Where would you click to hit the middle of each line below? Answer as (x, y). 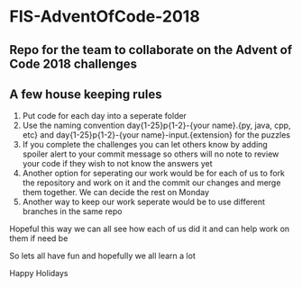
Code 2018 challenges (73, 63)
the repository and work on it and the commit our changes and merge (151, 183)
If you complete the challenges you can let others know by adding (145, 145)
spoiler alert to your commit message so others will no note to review (151, 154)
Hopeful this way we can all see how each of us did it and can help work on (150, 229)
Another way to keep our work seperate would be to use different (144, 202)
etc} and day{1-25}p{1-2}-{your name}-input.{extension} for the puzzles (156, 135)
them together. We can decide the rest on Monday (116, 193)
